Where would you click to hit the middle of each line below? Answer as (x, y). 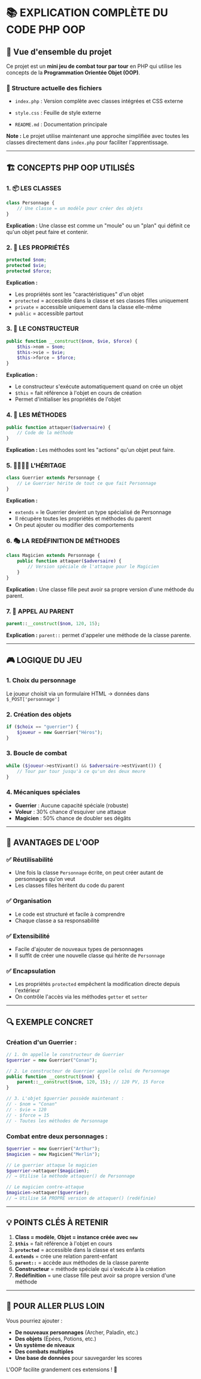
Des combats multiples (44, 1351)
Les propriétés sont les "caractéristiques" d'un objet (79, 294)
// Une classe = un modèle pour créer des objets (80, 208)
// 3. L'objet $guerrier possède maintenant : (65, 1099)
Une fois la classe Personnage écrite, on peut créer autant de (89, 873)
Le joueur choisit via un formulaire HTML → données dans (78, 693)
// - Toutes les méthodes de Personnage (57, 1121)
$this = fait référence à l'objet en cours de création (78, 393)
